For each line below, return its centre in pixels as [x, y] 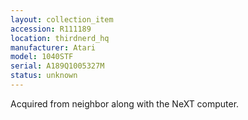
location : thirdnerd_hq [60, 38]
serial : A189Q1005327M [57, 66]
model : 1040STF [42, 57]
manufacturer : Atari [53, 47]
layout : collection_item [62, 19]
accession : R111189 [51, 29]
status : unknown [44, 76]
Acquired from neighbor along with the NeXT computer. [125, 103]
